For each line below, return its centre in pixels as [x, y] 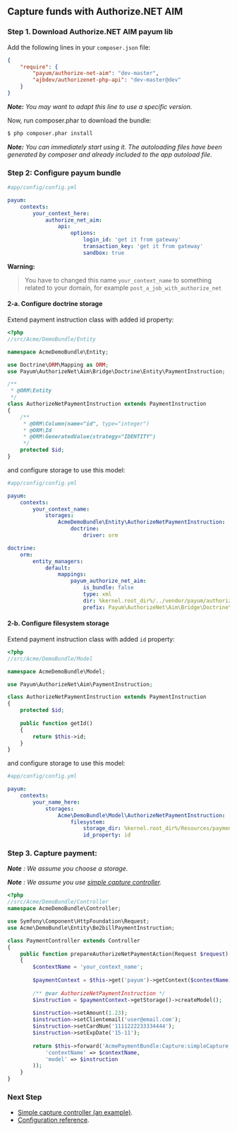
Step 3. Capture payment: [52, 853]
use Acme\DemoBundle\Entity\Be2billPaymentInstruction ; [91, 928]
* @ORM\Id [37, 430]
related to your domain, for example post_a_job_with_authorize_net [123, 288]
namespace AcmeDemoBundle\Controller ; [64, 909]
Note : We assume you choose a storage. [68, 869]
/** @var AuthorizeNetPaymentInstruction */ [99, 993]
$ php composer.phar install [50, 133]
